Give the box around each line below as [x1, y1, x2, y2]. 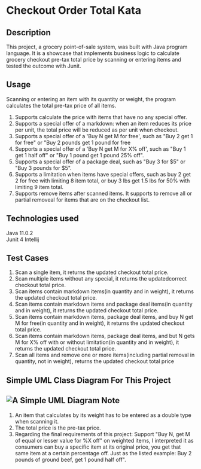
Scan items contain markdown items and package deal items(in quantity [14, 300, 193, 308]
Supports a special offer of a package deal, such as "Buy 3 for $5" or [14, 158, 185, 165]
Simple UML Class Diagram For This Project [6, 375, 172, 385]
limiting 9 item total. [14, 183, 64, 190]
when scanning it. [14, 418, 59, 425]
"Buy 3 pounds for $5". [14, 164, 72, 171]
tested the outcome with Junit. [6, 62, 82, 69]
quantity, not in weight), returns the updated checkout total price [14, 358, 175, 365]
